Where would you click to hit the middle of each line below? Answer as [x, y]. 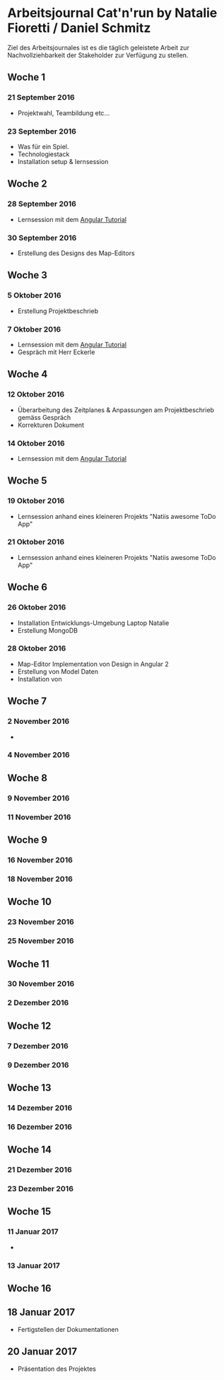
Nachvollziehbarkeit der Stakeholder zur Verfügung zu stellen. [98, 55]
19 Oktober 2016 [36, 501]
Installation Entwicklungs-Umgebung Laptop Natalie [93, 623]
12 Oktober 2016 [36, 394]
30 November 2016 [41, 984]
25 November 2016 [41, 941]
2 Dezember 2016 [38, 1003]
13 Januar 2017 [34, 1265]
